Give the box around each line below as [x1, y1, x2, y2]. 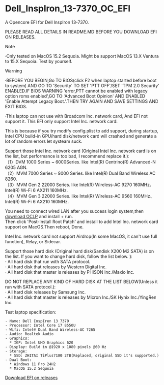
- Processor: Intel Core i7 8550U [5, 323, 76, 328]
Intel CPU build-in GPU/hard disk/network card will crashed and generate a [5, 133, 157, 139]
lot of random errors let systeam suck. [5, 138, 82, 144]
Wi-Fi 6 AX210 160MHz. [21, 198, 69, 204]
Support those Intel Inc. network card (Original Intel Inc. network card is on [5, 148, 156, 154]
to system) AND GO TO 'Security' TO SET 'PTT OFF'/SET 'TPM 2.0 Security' [5, 82, 160, 89]
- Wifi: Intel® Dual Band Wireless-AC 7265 [5, 327, 96, 332]
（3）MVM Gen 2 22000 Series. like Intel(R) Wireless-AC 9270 [5, 182, 133, 188]
